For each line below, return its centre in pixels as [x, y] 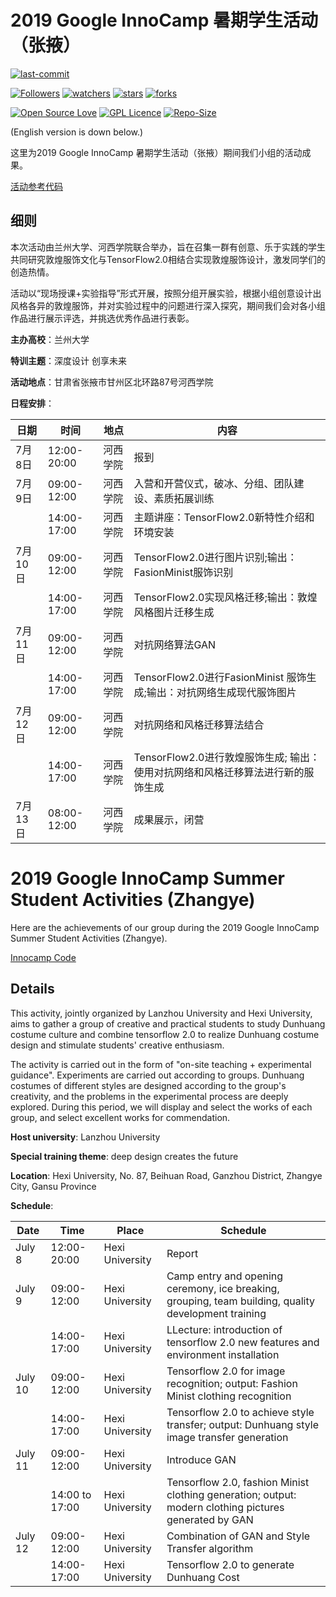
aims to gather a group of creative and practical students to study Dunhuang [168, 1023]
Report [182, 1253]
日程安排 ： [32, 403]
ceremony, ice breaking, [223, 1288]
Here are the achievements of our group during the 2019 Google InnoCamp [165, 927]
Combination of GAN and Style [238, 1536]
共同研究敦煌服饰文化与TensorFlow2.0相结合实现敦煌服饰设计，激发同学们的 [168, 259]
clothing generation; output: [231, 1494]
